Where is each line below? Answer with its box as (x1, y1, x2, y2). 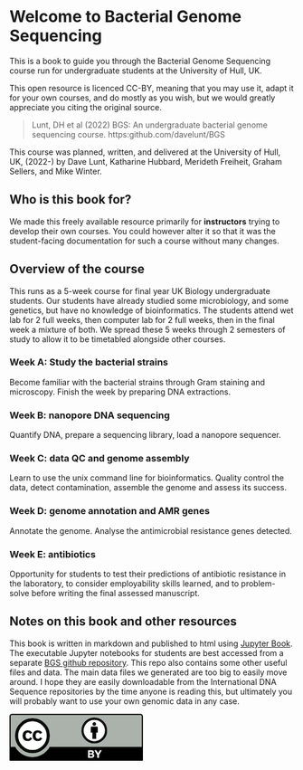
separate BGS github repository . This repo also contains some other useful (9, 657, 288, 668)
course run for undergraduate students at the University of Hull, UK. (9, 65, 262, 76)
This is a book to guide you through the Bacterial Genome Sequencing (9, 55, 271, 66)
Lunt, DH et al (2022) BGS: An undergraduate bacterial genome (31, 119, 269, 130)
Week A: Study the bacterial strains (9, 356, 169, 368)
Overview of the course (9, 261, 145, 277)
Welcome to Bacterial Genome (9, 6, 242, 27)
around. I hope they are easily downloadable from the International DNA (9, 676, 278, 687)
